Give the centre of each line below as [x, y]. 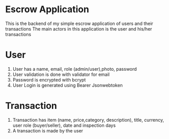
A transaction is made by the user [48, 130]
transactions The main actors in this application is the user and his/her [79, 29]
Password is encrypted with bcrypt [49, 79]
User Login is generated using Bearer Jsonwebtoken [67, 85]
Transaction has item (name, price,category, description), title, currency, [88, 120]
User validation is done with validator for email [61, 74]
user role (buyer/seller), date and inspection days [64, 125]
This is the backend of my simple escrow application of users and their [79, 23]
